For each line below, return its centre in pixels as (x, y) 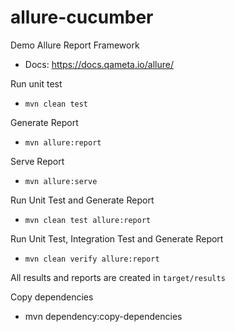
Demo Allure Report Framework (75, 45)
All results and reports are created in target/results (118, 277)
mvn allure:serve (61, 181)
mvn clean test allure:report (88, 220)
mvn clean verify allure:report (92, 259)
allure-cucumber (82, 17)
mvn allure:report (63, 142)
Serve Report (37, 161)
